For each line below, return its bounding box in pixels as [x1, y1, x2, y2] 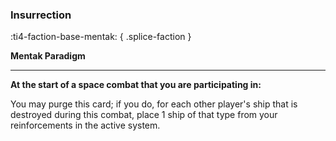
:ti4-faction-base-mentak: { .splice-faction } [10, 31, 192, 43]
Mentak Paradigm [10, 50, 86, 62]
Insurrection [10, 8, 72, 22]
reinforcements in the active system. [10, 119, 161, 132]
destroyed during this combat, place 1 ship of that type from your [10, 109, 278, 121]
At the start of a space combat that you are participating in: [10, 79, 262, 91]
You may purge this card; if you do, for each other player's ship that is [10, 98, 298, 110]
